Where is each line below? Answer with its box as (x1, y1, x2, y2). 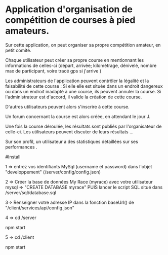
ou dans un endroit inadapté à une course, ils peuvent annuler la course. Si (5, 88, 161, 94)
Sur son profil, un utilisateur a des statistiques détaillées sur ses (5, 138, 138, 144)
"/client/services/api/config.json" (5, 204, 74, 211)
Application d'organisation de (5, 4, 133, 15)
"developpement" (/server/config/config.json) (5, 169, 101, 175)
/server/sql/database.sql (5, 189, 57, 196)
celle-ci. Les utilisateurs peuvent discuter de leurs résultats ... (5, 128, 134, 135)
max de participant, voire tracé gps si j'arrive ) (5, 67, 102, 74)
